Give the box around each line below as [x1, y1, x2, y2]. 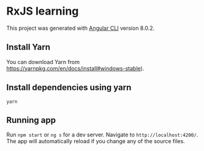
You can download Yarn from [6, 58, 80, 65]
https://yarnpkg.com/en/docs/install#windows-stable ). [6, 65, 145, 72]
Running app [6, 114, 56, 125]
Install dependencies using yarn [6, 82, 132, 93]
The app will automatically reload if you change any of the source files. [6, 138, 185, 145]
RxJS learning [6, 4, 79, 18]
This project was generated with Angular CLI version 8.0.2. [6, 24, 155, 32]
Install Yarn [6, 42, 51, 52]
